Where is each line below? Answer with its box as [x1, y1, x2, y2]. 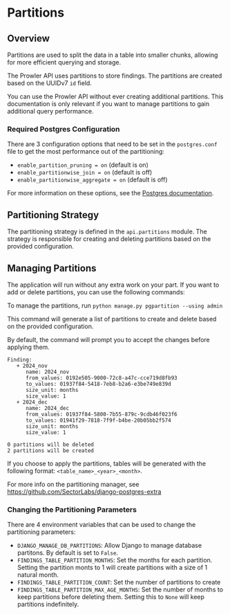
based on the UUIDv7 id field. [7, 79, 92, 87]
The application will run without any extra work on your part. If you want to [7, 280, 220, 289]
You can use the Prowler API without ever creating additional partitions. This [7, 92, 224, 100]
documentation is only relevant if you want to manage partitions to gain [7, 100, 210, 108]
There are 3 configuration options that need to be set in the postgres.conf [7, 140, 218, 148]
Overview [7, 33, 50, 44]
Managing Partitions [7, 262, 97, 274]
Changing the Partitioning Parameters [7, 504, 137, 514]
